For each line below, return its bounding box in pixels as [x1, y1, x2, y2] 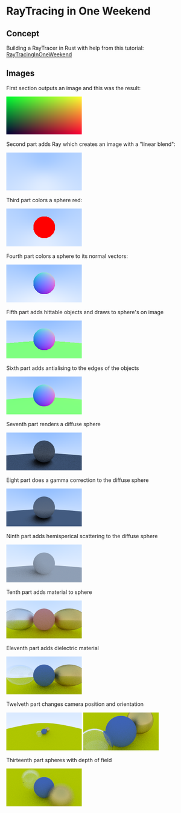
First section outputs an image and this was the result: [6, 84, 141, 91]
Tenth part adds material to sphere [6, 588, 92, 596]
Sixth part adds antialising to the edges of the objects [6, 364, 139, 372]
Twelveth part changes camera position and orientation [6, 700, 144, 708]
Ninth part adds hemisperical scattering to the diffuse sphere [6, 532, 158, 539]
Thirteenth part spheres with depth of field [6, 756, 112, 763]
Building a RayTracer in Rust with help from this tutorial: [6, 44, 144, 51]
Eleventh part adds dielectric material [6, 644, 100, 651]
